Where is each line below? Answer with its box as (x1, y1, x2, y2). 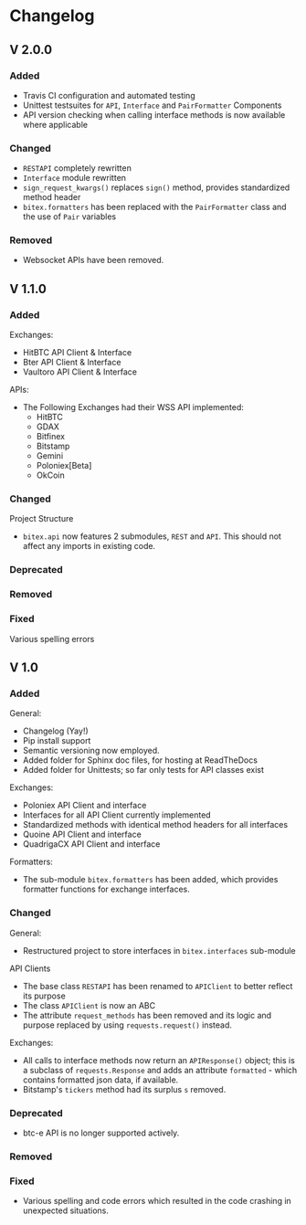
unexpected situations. (22, 1205, 110, 1216)
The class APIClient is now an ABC (22, 999, 156, 1010)
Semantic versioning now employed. (22, 745, 160, 756)
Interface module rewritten (22, 173, 126, 184)
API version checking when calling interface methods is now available (22, 109, 286, 120)
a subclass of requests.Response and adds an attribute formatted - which (22, 1064, 298, 1075)
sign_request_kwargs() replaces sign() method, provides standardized (22, 182, 290, 193)
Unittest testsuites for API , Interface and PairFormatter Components (22, 100, 282, 111)
